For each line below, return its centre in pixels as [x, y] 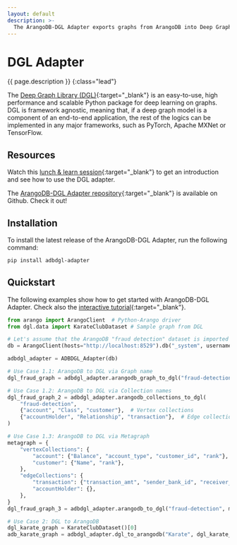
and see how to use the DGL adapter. [61, 180]
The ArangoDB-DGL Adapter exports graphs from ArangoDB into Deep [113, 27]
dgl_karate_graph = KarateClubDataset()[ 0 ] [72, 528]
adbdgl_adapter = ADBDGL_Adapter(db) [63, 359]
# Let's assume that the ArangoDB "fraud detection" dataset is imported [118, 339]
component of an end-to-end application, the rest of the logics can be [109, 118]
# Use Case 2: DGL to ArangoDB [53, 521]
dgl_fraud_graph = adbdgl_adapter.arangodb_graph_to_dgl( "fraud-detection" [121, 378]
